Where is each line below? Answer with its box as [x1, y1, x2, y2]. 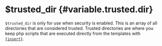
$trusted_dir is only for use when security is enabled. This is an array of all [5, 20, 158, 26]
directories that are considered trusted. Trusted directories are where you [5, 25, 153, 31]
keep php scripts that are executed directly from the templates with [5, 30, 141, 36]
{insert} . [5, 36, 24, 42]
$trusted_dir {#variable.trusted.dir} [5, 4, 153, 15]
